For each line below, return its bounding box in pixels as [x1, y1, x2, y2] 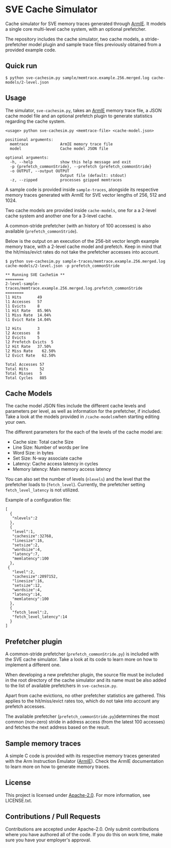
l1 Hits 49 [5, 295, 42, 300]
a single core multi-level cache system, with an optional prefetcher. [5, 26, 146, 32]
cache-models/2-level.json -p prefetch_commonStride [5, 263, 120, 268]
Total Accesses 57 [5, 362, 44, 367]
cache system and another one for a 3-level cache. [5, 213, 113, 219]
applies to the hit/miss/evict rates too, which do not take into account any [5, 698, 160, 704]
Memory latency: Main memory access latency [12, 466, 111, 472]
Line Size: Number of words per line [12, 444, 88, 450]
